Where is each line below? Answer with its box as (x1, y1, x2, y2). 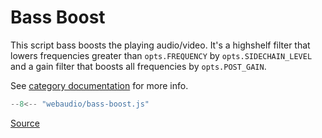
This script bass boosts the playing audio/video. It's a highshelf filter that (10, 39, 311, 51)
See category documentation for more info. (10, 79, 189, 91)
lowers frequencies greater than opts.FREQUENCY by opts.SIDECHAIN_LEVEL (10, 49, 313, 61)
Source (10, 117, 40, 129)
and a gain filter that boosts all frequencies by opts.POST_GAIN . (10, 60, 267, 72)
